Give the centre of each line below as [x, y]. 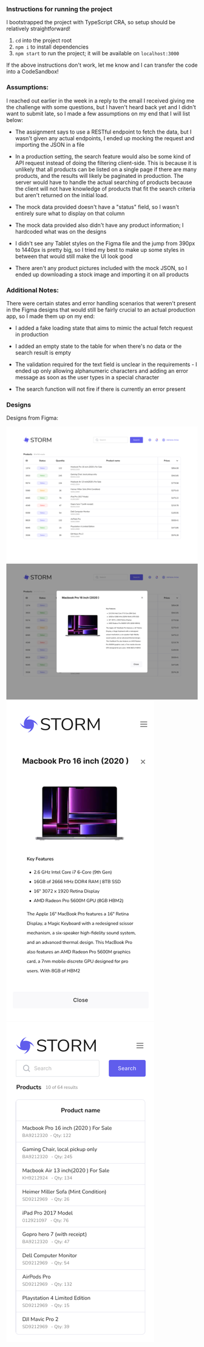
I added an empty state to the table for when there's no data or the [98, 346]
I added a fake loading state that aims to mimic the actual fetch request [104, 328]
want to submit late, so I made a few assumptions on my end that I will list [98, 114]
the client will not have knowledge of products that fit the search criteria [105, 188]
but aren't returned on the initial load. [61, 195]
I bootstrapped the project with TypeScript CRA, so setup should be [91, 22]
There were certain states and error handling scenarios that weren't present [101, 303]
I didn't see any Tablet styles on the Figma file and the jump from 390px [105, 243]
